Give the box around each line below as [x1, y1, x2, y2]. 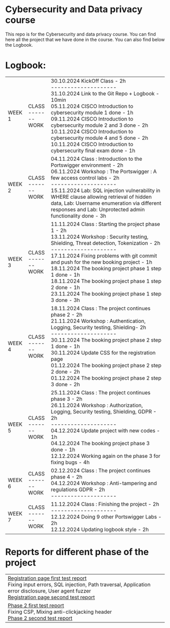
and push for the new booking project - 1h [51, 258, 153, 266]
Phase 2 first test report [8, 602, 64, 609]
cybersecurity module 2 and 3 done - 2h [51, 122, 148, 129]
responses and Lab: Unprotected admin [51, 206, 145, 213]
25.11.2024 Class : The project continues [51, 389, 151, 396]
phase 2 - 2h [51, 311, 82, 318]
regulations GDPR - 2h [51, 486, 105, 493]
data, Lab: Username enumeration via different [51, 199, 161, 206]
